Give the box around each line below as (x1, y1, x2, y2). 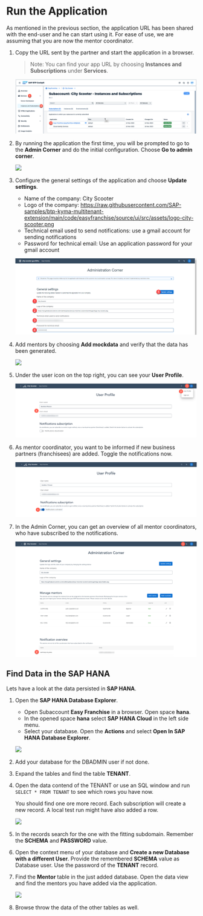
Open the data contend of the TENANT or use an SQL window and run (14, 782, 190, 789)
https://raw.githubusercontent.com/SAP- (80, 201, 182, 209)
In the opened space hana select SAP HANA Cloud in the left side (24, 715, 189, 722)
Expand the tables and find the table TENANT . (14, 770, 131, 777)
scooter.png (24, 221, 54, 228)
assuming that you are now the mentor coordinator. (6, 37, 134, 44)
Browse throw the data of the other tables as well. (14, 903, 139, 911)
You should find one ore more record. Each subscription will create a (14, 800, 186, 807)
